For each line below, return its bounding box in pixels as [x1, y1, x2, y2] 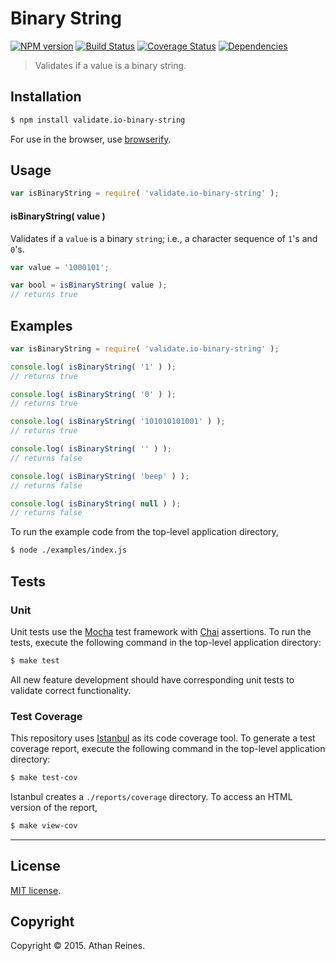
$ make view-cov [10, 820, 78, 831]
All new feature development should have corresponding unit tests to [10, 673, 295, 686]
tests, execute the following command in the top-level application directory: [10, 636, 322, 648]
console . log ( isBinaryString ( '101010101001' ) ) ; [10, 417, 226, 427]
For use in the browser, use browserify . [10, 133, 172, 145]
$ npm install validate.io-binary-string [10, 115, 186, 125]
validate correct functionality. [10, 684, 132, 696]
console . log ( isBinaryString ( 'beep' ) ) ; [10, 471, 190, 481]
